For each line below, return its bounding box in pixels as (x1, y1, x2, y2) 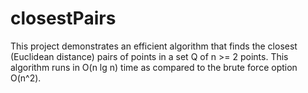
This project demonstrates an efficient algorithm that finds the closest (10, 40, 298, 52)
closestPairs (10, 7, 117, 30)
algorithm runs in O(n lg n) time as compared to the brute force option (10, 61, 298, 73)
